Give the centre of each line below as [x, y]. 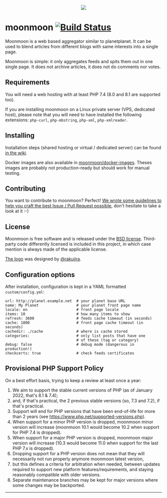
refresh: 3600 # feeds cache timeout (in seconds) [79, 318]
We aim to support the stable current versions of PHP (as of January [83, 390]
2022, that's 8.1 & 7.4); [35, 395]
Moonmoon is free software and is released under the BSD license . [74, 239]
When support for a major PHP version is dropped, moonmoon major [83, 437]
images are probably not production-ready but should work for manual [78, 168]
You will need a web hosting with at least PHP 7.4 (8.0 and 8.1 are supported [83, 94]
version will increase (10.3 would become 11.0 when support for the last [85, 443]
